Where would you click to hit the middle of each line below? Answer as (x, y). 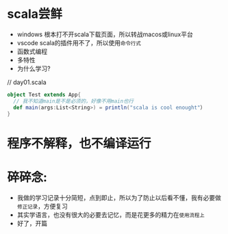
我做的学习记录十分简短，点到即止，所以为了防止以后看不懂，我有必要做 (119, 197)
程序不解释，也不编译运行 (79, 143)
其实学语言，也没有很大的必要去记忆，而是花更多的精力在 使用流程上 (111, 214)
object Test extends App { (44, 94)
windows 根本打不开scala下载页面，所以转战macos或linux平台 (105, 34)
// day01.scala (27, 82)
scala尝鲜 (35, 14)
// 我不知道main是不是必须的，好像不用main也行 (74, 101)
